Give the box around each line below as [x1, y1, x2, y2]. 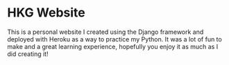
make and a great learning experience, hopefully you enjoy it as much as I [7, 42, 219, 50]
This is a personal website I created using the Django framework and [7, 28, 204, 36]
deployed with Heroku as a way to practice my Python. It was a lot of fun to [7, 35, 222, 43]
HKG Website [7, 5, 85, 21]
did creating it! [7, 50, 49, 58]
